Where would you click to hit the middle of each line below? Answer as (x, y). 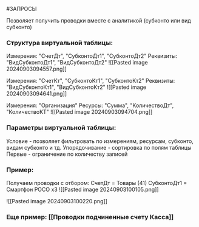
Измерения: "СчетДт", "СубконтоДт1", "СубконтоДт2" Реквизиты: (92, 56)
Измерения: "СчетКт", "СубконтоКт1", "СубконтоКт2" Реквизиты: (91, 81)
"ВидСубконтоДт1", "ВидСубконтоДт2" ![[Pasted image (77, 63)
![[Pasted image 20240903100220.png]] (57, 201)
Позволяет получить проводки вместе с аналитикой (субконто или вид (99, 20)
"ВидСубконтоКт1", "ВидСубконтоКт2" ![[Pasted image (76, 87)
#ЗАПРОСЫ (22, 9)
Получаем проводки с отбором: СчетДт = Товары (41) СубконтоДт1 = (97, 183)
